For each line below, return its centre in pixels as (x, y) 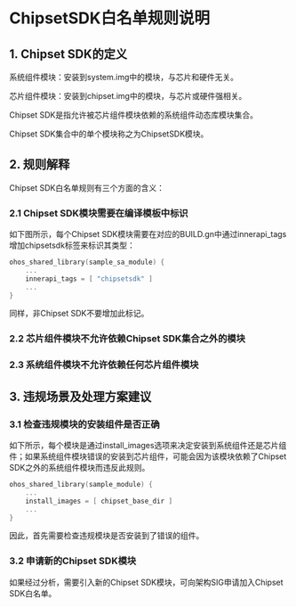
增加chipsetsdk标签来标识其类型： (72, 245)
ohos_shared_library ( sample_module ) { (81, 485)
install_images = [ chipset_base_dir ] (99, 501)
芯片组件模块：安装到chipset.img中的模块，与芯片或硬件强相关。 (128, 96)
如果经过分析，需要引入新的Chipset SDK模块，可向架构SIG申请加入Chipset (146, 582)
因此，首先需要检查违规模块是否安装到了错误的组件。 (107, 536)
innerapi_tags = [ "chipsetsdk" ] (89, 279)
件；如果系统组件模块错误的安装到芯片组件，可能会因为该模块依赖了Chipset (148, 456)
